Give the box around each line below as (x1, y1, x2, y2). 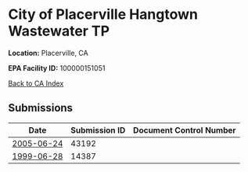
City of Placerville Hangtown (8, 5, 198, 24)
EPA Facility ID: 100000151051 (8, 63, 106, 72)
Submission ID (70, 124, 126, 135)
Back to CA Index (8, 79, 64, 88)
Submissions (8, 101, 73, 115)
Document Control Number (132, 124, 236, 135)
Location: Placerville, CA (8, 48, 88, 57)
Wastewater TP (8, 22, 110, 40)
